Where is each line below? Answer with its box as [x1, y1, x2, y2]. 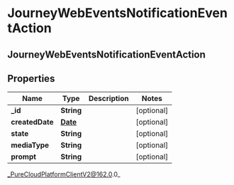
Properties [7, 73, 55, 85]
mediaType [11, 140, 50, 150]
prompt [11, 152, 37, 162]
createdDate [11, 117, 54, 127]
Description [88, 94, 129, 104]
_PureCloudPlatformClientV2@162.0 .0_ [7, 170, 121, 179]
